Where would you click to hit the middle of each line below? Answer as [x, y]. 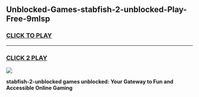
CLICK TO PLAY [29, 36]
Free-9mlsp [28, 19]
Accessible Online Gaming [39, 88]
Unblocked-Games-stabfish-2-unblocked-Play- [97, 10]
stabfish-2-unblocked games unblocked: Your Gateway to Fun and [90, 81]
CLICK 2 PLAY [27, 58]
